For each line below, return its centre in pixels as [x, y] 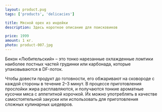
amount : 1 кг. [19, 41]
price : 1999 [17, 36]
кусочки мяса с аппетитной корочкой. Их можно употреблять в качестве [81, 94]
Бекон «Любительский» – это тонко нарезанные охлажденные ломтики [79, 59]
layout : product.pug [26, 9]
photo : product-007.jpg [29, 45]
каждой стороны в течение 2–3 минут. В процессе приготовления [73, 83]
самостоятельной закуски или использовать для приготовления [72, 99]
